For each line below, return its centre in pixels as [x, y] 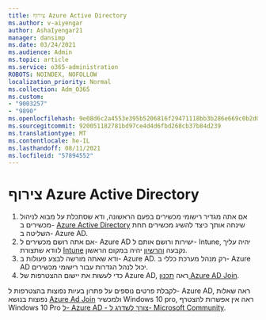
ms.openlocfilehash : [42, 119]
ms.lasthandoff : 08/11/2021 [55, 148]
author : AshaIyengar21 [46, 30]
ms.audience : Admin [40, 52]
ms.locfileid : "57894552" [51, 155]
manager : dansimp [37, 38]
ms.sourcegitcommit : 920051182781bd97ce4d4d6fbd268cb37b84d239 [115, 126]
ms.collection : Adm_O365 [49, 89]
